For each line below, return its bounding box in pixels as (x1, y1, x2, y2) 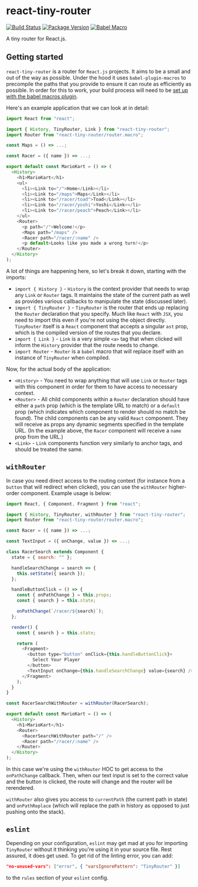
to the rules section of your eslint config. (6, 874, 109, 881)
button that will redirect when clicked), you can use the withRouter (6, 483, 168, 490)
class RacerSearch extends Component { (6, 549, 104, 555)
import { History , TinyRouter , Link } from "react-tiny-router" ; (6, 126, 170, 132)
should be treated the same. (14, 446, 84, 453)
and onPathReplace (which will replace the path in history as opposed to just (6, 802, 190, 809)
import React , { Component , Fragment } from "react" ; (6, 501, 141, 507)
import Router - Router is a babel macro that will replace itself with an (14, 348, 184, 355)
